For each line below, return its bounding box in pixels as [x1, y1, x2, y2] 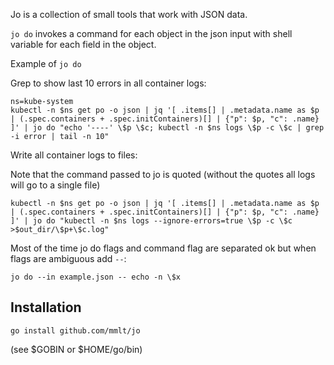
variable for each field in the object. [10, 39, 157, 50]
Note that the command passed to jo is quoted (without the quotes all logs [10, 169, 316, 180]
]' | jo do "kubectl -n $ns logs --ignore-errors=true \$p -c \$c [10, 216, 293, 226]
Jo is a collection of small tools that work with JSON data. [10, 9, 248, 20]
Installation [10, 299, 82, 316]
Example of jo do [10, 58, 82, 69]
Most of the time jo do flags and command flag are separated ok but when [10, 242, 317, 254]
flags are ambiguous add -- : [10, 253, 127, 264]
